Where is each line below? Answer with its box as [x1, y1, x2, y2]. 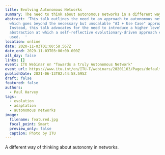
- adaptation [9, 103, 36, 108]
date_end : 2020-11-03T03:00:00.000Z [5, 48, 80, 53]
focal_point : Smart [9, 122, 50, 126]
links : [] [5, 58, 26, 62]
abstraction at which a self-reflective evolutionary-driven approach [9, 30, 157, 35]
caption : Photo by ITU [9, 131, 56, 136]
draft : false [5, 76, 32, 81]
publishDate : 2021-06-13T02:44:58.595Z [5, 71, 87, 76]
